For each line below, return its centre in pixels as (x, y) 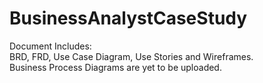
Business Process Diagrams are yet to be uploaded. (115, 67)
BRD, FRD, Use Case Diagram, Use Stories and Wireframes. (131, 56)
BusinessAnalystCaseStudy (128, 18)
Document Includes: (50, 46)
